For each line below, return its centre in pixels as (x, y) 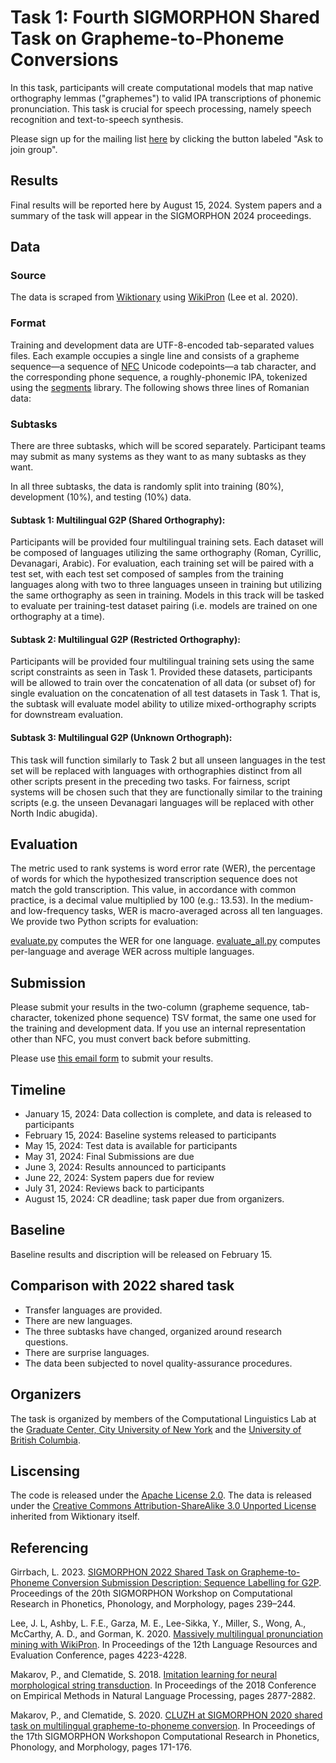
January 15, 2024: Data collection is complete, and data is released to (168, 1114)
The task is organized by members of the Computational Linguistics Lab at (163, 1418)
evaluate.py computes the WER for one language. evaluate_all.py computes (165, 941)
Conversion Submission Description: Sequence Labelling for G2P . (186, 1583)
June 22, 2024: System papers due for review (119, 1178)
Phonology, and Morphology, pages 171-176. (101, 1747)
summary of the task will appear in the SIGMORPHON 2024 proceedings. (161, 215)
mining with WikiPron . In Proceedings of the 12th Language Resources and (164, 1645)
